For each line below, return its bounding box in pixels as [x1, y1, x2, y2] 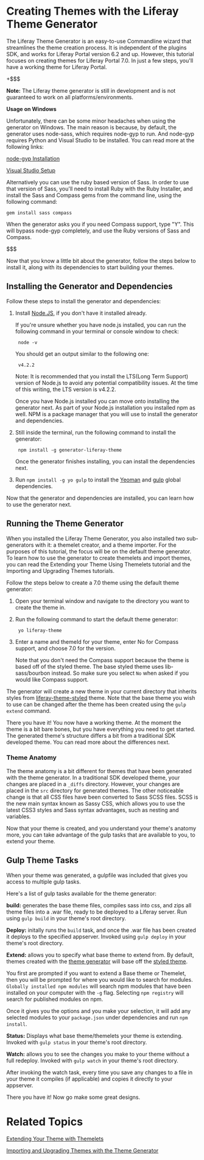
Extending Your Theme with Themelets [6, 1135, 104, 1142]
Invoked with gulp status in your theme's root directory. [6, 1039, 147, 1046]
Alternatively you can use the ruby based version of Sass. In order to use [6, 178, 189, 186]
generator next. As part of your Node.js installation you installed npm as [15, 404, 196, 411]
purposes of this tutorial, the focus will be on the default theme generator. [6, 547, 192, 555]
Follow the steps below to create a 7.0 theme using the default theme [6, 578, 180, 586]
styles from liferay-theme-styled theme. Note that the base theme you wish [6, 694, 195, 701]
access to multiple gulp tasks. [6, 877, 81, 885]
